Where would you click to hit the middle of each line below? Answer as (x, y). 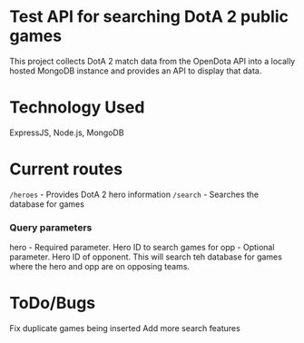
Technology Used (77, 108)
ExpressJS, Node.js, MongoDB (67, 132)
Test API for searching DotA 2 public (149, 17)
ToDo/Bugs (53, 304)
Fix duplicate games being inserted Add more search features (125, 328)
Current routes (66, 169)
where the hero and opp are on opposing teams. (100, 267)
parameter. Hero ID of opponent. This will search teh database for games (146, 257)
